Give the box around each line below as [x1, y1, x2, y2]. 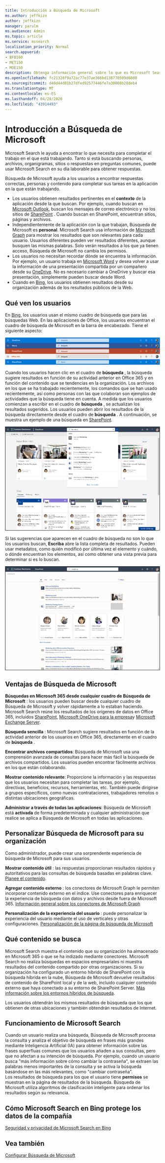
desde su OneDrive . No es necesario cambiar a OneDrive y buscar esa [12, 269, 156, 275]
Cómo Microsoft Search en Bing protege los [5, 1104, 141, 1112]
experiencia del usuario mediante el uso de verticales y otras [5, 915, 129, 921]
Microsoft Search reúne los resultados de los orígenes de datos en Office [5, 708, 154, 715]
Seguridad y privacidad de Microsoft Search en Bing [5, 1125, 111, 1131]
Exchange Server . [5, 719, 41, 725]
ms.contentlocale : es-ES [5, 91, 56, 96]
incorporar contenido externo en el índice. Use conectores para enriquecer [5, 890, 157, 896]
